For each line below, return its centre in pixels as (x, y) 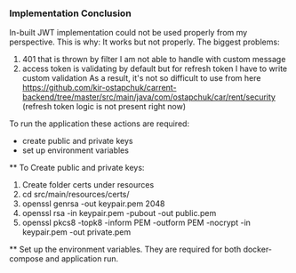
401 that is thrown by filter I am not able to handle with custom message (154, 60)
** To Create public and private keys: (77, 168)
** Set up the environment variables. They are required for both (125, 249)
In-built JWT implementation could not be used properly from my (128, 33)
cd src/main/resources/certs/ (76, 195)
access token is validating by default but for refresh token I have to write (154, 68)
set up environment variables (75, 150)
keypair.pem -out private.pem (76, 232)
